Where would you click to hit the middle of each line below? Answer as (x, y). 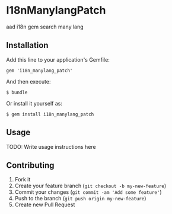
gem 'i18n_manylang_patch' (39, 71)
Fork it (23, 180)
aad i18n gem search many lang (45, 27)
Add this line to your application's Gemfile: (58, 59)
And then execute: (28, 81)
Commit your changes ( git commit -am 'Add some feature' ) (88, 192)
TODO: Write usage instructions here (51, 146)
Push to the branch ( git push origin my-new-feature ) (80, 199)
